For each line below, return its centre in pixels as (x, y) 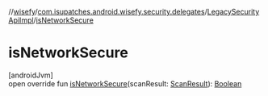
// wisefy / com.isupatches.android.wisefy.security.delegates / (108, 12)
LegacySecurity (233, 12)
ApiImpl (21, 20)
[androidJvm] (31, 75)
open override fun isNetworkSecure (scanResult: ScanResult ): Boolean (125, 83)
